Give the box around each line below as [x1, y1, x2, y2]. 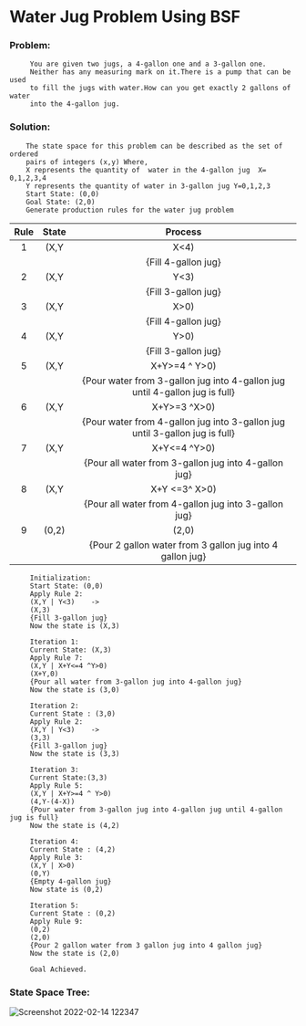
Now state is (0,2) [29, 885, 104, 894]
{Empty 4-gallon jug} [29, 876, 112, 886]
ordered [9, 149, 39, 159]
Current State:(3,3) [29, 773, 107, 782]
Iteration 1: [29, 637, 79, 646]
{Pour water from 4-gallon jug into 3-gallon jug [81, 415, 285, 428]
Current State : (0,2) [29, 908, 117, 918]
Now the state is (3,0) [29, 685, 120, 695]
